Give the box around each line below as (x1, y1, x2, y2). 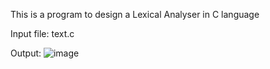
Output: (10, 47, 42, 59)
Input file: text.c (10, 28, 75, 39)
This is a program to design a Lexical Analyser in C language (10, 9, 260, 20)
